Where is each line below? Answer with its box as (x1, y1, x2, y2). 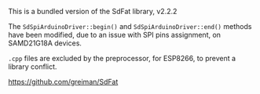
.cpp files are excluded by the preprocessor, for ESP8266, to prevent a (8, 54, 236, 63)
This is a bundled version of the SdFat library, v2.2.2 (8, 7, 178, 16)
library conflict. (8, 62, 57, 71)
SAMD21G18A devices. (8, 38, 82, 48)
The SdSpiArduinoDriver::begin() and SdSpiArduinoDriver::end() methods (8, 22, 252, 31)
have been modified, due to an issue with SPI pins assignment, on (8, 31, 222, 39)
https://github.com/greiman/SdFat (8, 78, 119, 86)
